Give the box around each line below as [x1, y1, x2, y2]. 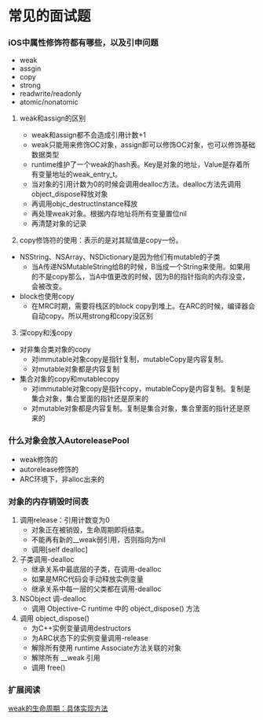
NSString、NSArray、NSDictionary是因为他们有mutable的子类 [19, 253, 221, 262]
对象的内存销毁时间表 [8, 496, 89, 507]
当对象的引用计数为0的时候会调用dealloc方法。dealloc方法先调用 [31, 179, 242, 189]
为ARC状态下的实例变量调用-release [31, 633, 149, 643]
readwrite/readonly [19, 89, 82, 98]
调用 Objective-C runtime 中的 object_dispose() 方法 [31, 604, 200, 614]
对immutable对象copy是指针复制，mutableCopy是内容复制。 [31, 355, 228, 364]
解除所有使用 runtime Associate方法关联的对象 [31, 643, 182, 653]
